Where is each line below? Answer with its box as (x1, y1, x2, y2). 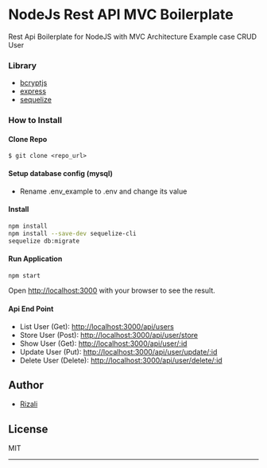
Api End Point (8, 304, 54, 314)
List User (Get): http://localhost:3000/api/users (19, 321, 175, 331)
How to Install (8, 115, 62, 126)
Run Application (8, 254, 63, 263)
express (19, 86, 46, 96)
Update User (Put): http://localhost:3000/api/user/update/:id (19, 347, 218, 356)
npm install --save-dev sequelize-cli (8, 229, 137, 237)
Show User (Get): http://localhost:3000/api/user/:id (19, 339, 188, 348)
